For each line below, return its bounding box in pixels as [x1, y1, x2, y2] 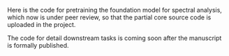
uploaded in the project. [7, 21, 76, 28]
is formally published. [7, 41, 69, 49]
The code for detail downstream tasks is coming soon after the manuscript [7, 34, 222, 42]
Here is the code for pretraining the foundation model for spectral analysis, [7, 6, 222, 14]
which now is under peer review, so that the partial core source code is [7, 13, 212, 21]
